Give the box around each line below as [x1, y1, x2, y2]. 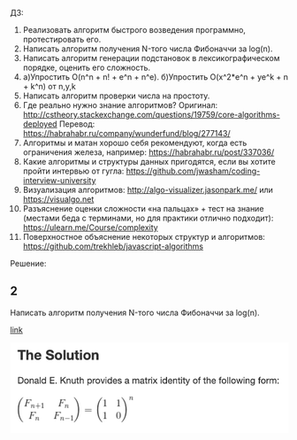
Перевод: [58, 119, 95, 129]
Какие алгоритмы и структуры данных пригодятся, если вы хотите [22, 157, 277, 166]
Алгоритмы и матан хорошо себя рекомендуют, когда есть [22, 137, 247, 148]
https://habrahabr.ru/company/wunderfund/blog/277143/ [22, 128, 231, 138]
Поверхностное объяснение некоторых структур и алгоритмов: [22, 232, 266, 242]
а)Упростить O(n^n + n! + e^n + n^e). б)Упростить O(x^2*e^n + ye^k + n [22, 72, 288, 82]
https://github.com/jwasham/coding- [126, 166, 261, 176]
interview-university [22, 175, 96, 185]
